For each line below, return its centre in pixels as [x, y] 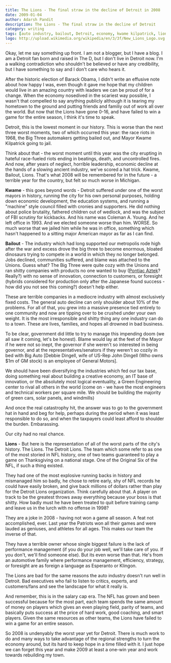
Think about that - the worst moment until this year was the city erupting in [84, 153]
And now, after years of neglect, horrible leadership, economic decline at [82, 164]
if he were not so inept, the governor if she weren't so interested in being [82, 345]
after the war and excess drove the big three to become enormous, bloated [84, 249]
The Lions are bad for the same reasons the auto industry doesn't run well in [85, 575]
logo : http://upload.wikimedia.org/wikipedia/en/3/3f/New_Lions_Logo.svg [85, 39]
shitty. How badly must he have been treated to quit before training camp [82, 502]
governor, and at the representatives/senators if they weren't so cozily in [81, 350]
